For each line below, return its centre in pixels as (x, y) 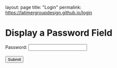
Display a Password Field (59, 33)
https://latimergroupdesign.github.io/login (49, 13)
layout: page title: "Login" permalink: (43, 7)
